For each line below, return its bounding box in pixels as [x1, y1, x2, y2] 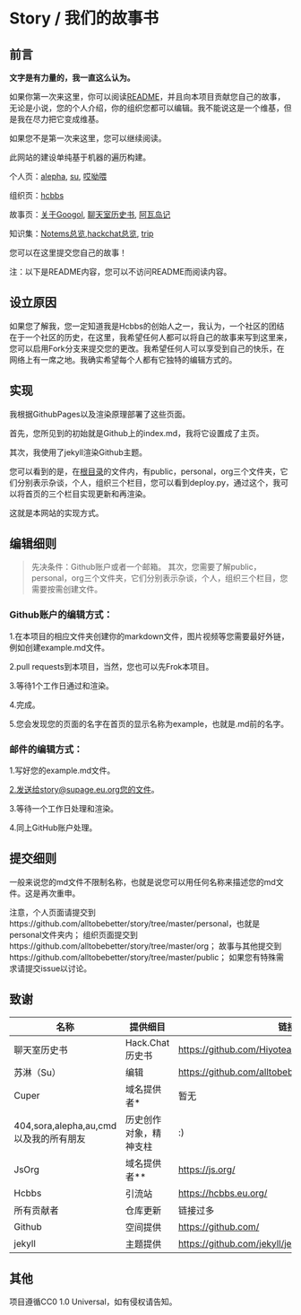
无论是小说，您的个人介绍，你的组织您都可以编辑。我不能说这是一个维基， [9, 102, 284, 113]
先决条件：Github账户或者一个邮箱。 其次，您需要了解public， [30, 562, 262, 573]
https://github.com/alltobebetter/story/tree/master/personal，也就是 [9, 917, 261, 929]
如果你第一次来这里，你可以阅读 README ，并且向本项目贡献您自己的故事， [9, 92, 286, 101]
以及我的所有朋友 [13, 1132, 87, 1144]
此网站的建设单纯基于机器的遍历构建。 [9, 152, 150, 162]
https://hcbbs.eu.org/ [177, 1187, 268, 1199]
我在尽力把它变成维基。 [16, 114, 104, 124]
